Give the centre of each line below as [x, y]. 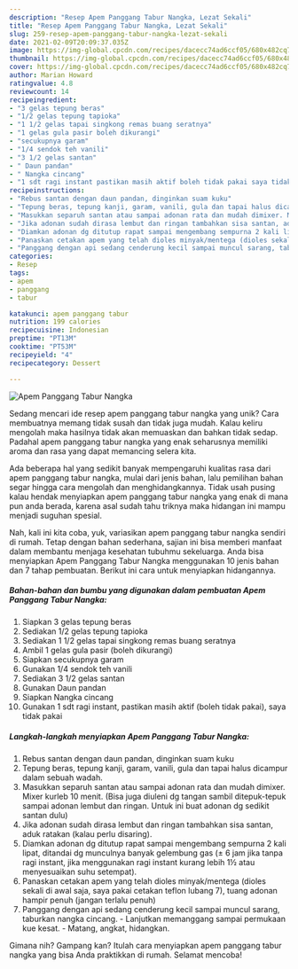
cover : [21, 67]
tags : [19, 273]
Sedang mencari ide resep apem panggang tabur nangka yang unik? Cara [144, 413]
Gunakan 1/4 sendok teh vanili [77, 669]
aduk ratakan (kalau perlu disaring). [87, 834]
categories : [31, 257]
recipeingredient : [43, 100]
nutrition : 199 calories [55, 322]
